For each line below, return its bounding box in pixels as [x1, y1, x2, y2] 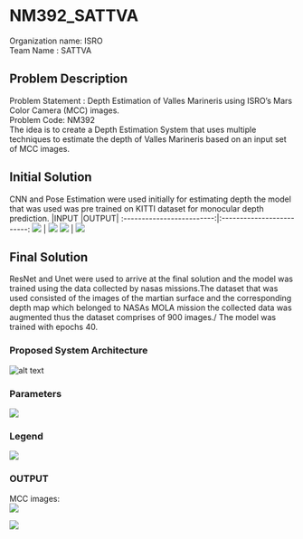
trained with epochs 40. [9, 322, 98, 333]
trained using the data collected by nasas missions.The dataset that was [9, 283, 279, 294]
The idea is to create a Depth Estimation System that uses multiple [9, 124, 257, 135]
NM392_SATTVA [9, 5, 138, 26]
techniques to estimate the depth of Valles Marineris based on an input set [9, 133, 287, 145]
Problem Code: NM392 [9, 114, 96, 125]
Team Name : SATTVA [9, 44, 92, 55]
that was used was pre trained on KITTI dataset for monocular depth [9, 203, 264, 213]
